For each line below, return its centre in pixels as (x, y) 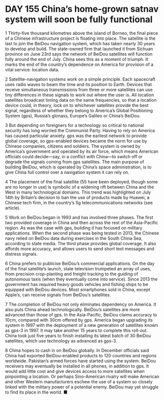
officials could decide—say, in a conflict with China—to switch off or (74, 156)
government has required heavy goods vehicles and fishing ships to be (77, 284)
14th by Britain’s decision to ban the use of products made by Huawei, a (77, 197)
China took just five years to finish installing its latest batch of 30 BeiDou (78, 336)
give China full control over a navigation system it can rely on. (67, 172)
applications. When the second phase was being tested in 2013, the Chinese (82, 233)
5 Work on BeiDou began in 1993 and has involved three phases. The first (79, 217)
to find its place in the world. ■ (36, 392)
